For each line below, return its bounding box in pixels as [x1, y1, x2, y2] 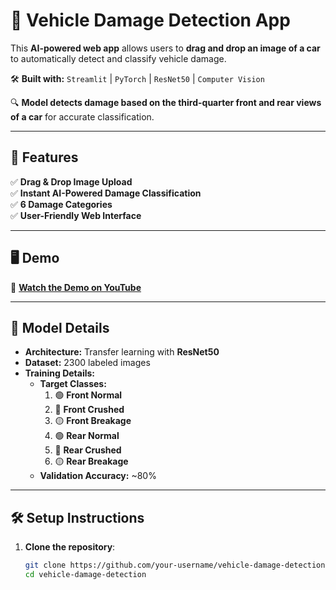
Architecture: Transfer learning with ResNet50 [24, 346, 220, 358]
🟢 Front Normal [54, 389, 123, 401]
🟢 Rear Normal [54, 430, 120, 442]
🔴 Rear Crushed [54, 444, 122, 456]
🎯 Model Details [10, 319, 110, 336]
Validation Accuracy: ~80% [39, 470, 157, 482]
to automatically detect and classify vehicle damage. [10, 52, 227, 64]
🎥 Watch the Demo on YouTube [10, 281, 142, 293]
